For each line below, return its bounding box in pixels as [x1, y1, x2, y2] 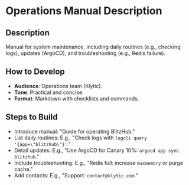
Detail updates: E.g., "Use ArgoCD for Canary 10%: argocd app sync [14, 147, 180, 154]
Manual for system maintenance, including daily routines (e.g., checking [5, 43, 181, 50]
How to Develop [5, 67, 66, 77]
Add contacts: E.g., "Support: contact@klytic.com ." [14, 171, 138, 178]
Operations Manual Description [5, 4, 162, 18]
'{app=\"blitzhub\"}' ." [14, 140, 71, 147]
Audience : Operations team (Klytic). [14, 82, 103, 89]
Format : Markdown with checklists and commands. [14, 95, 139, 102]
